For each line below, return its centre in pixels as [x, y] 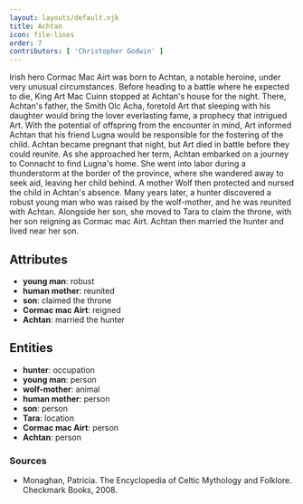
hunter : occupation [58, 370]
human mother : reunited [68, 290]
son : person [45, 408]
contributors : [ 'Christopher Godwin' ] [87, 52]
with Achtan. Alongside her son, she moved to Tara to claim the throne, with [151, 212]
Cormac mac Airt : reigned [71, 309]
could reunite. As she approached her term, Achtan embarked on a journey [149, 154]
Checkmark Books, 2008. [70, 490]
